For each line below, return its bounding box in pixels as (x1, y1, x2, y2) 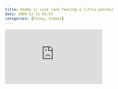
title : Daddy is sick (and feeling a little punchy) (5, 7, 114, 12)
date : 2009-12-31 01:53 (5, 12, 53, 16)
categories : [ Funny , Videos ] (5, 16, 64, 21)
